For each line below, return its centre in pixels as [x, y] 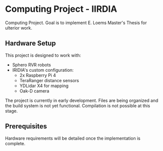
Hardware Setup [30, 44]
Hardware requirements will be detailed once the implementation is [73, 138]
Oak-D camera [34, 91]
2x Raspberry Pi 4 [38, 75]
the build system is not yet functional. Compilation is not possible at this [78, 106]
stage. [12, 111]
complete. [15, 143]
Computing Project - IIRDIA [61, 9]
